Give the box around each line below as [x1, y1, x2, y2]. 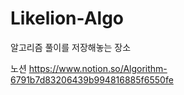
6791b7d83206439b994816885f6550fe [10, 73, 174, 86]
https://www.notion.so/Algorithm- [28, 62, 168, 74]
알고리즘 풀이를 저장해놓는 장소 [10, 41, 132, 53]
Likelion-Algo [10, 7, 125, 30]
